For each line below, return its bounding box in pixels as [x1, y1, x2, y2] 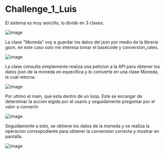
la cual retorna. [5, 74, 36, 80]
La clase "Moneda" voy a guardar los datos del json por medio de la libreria [5, 39, 159, 45]
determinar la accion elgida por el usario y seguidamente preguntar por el [5, 98, 155, 104]
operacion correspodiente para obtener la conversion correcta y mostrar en [5, 128, 160, 134]
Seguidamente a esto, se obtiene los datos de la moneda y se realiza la [5, 123, 150, 129]
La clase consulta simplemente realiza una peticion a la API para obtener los [5, 63, 161, 69]
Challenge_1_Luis [5, 3, 77, 15]
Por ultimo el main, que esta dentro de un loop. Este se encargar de [5, 93, 142, 99]
